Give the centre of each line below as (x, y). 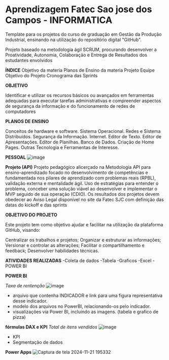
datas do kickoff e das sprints (36, 205)
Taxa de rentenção (25, 285)
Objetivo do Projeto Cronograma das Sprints (52, 75)
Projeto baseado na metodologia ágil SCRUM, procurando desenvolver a (81, 49)
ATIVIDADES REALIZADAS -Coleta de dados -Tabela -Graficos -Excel (78, 260)
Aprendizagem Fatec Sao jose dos (79, 9)
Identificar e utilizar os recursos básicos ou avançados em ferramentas (80, 95)
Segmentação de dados (38, 342)
